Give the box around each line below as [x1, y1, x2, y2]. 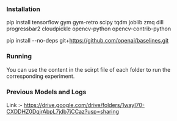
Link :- [6, 101, 23, 108]
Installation [6, 5, 41, 13]
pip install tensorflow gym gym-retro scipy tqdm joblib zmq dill [6, 19, 164, 26]
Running [6, 52, 32, 61]
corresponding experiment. [6, 72, 75, 80]
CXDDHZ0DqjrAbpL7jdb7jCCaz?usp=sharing [6, 108, 120, 115]
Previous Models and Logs [6, 88, 87, 96]
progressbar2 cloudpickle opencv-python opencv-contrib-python [6, 25, 172, 32]
